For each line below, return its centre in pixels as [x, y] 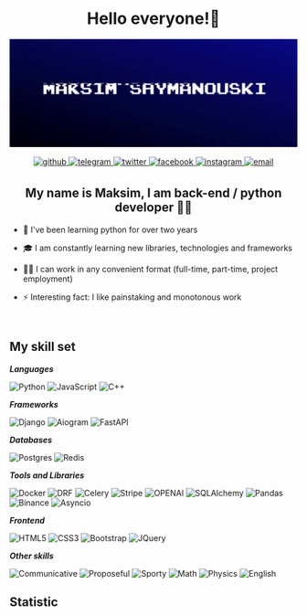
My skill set [42, 347]
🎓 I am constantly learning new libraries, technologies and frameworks [157, 248]
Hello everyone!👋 [153, 19]
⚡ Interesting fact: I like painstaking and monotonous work [132, 297]
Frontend [27, 520]
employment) [48, 279]
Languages [32, 368]
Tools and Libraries [47, 475]
